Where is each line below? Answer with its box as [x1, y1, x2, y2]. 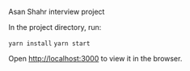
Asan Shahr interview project [8, 7, 105, 16]
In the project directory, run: [8, 23, 102, 31]
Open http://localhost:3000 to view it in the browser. [8, 54, 183, 63]
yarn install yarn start [8, 40, 91, 48]
